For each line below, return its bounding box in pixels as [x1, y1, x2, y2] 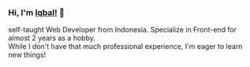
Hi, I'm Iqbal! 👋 [8, 7, 65, 18]
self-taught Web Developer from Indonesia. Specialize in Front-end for [8, 25, 237, 35]
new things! [8, 50, 47, 60]
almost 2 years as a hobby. [8, 33, 96, 43]
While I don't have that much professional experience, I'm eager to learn [8, 42, 243, 51]
